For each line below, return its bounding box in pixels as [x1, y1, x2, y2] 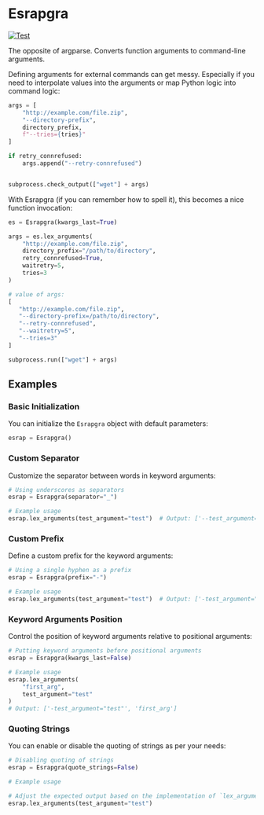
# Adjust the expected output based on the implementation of [8, 792, 216, 800]
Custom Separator [8, 453, 80, 464]
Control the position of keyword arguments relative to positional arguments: [8, 632, 253, 641]
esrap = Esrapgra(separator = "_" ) [8, 493, 118, 501]
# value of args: [8, 290, 65, 299]
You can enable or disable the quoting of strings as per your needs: [8, 741, 226, 751]
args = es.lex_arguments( [8, 233, 93, 240]
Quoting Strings [8, 724, 71, 735]
